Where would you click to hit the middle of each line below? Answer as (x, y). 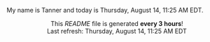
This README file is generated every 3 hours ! (117, 23)
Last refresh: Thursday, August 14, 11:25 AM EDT (117, 31)
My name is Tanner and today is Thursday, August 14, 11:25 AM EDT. (105, 10)
